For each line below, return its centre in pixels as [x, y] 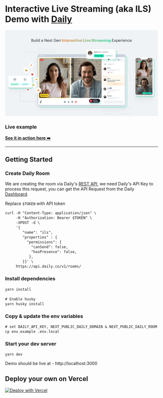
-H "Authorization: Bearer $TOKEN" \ [54, 218]
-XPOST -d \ [28, 223]
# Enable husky [20, 299]
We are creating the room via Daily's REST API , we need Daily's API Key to [79, 184]
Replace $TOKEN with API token [35, 204]
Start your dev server [31, 344]
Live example [21, 127]
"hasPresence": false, [54, 252]
